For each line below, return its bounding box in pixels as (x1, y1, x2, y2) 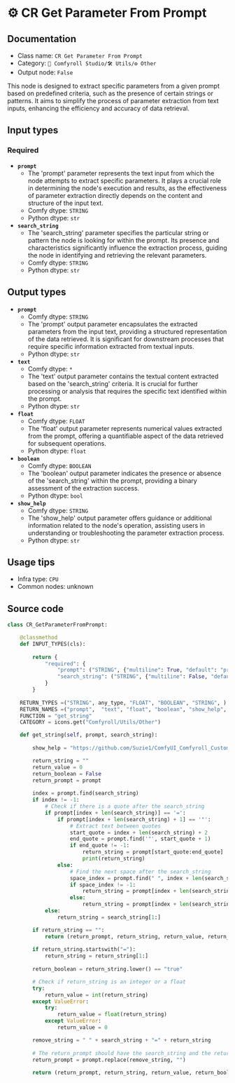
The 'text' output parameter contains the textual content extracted (27, 372, 219, 380)
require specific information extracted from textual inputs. (27, 342, 194, 350)
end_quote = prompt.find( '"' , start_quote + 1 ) (69, 835, 211, 843)
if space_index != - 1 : (69, 881, 136, 889)
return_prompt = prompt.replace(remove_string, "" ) (32, 1056, 187, 1063)
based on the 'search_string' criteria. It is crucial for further (27, 379, 198, 387)
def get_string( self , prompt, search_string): (20, 731, 158, 738)
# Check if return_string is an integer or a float (32, 978, 187, 985)
